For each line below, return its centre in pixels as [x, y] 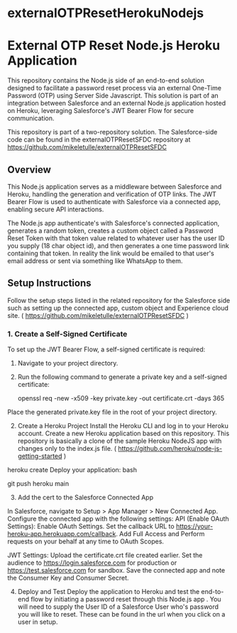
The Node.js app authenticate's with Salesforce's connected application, [114, 223]
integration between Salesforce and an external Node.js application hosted [116, 103]
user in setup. [38, 622]
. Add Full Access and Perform [160, 534]
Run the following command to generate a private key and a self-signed [122, 377]
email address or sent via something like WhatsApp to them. [95, 260]
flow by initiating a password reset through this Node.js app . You [126, 600]
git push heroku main [38, 484]
